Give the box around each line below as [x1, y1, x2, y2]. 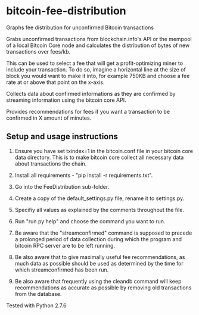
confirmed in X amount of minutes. [6, 114, 92, 121]
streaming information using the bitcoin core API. [6, 96, 126, 104]
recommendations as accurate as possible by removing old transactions [14, 284, 192, 291]
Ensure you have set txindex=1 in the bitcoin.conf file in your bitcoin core [14, 147, 194, 154]
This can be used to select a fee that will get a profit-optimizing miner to [6, 60, 184, 67]
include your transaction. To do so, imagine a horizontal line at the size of [6, 66, 186, 73]
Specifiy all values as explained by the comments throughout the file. [14, 206, 185, 213]
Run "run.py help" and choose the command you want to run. [14, 217, 166, 224]
